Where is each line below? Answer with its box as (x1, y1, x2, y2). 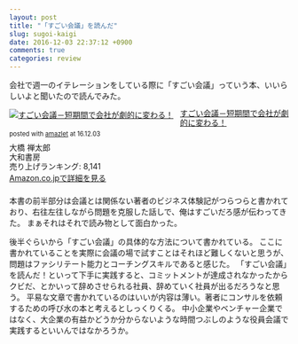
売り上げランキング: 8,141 (9, 160, 101, 171)
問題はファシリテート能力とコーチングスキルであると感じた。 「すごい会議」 (9, 259, 287, 270)
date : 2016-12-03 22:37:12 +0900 (9, 37, 133, 47)
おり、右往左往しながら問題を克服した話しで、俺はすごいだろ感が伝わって (9, 207, 279, 217)
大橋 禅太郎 (9, 143, 51, 153)
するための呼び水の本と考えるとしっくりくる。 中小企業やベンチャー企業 (9, 303, 276, 314)
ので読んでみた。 (63, 90, 126, 101)
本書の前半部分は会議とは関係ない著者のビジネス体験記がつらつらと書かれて (9, 196, 289, 207)
